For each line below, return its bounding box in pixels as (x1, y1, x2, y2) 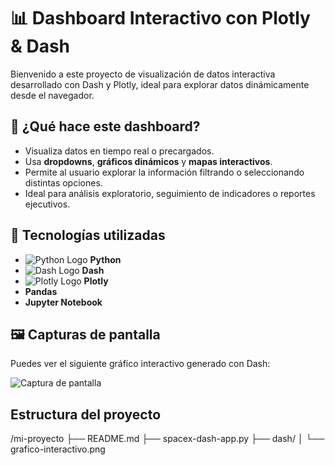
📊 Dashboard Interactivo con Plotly (10, 7, 311, 30)
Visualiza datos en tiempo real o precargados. (24, 145, 215, 157)
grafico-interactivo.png (10, 443, 106, 455)
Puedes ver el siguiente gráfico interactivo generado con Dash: (10, 358, 271, 370)
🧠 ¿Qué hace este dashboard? (10, 118, 201, 135)
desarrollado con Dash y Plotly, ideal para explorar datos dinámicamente (10, 78, 310, 90)
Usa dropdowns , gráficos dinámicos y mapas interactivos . (24, 155, 273, 167)
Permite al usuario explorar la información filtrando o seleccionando (24, 166, 305, 178)
